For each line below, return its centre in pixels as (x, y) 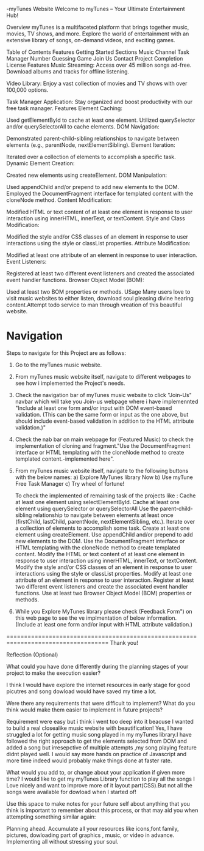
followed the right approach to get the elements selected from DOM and (97, 741)
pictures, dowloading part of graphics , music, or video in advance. (90, 835)
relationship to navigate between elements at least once (103, 515)
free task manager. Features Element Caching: (65, 108)
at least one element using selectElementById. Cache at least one (97, 502)
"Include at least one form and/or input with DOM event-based (93, 408)
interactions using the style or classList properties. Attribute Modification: (98, 243)
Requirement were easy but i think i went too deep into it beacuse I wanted (100, 721)
